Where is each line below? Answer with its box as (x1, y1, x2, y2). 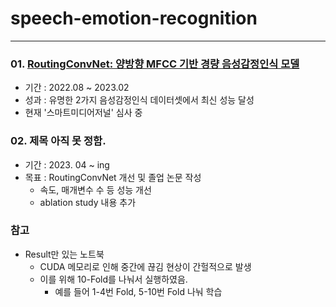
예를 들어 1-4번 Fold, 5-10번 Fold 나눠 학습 (54, 285, 223, 297)
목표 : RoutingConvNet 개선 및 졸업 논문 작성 (24, 171, 202, 183)
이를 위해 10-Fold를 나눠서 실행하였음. (39, 273, 188, 285)
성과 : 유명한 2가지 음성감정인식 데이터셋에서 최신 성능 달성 (24, 94, 255, 106)
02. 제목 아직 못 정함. (10, 134, 107, 148)
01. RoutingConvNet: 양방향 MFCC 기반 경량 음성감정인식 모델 (10, 57, 300, 71)
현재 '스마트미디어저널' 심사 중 (24, 107, 143, 119)
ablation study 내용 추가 (39, 196, 137, 208)
